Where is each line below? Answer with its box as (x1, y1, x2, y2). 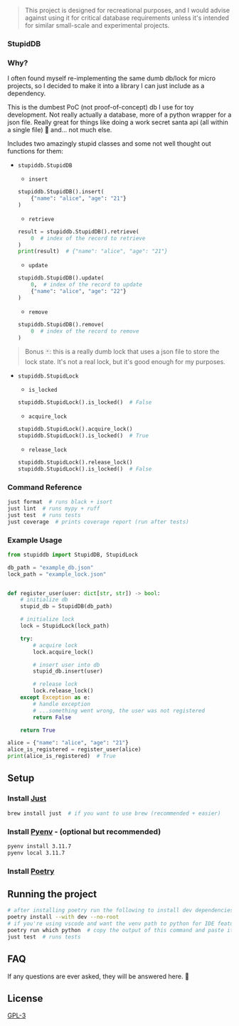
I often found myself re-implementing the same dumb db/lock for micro (7, 74, 216, 82)
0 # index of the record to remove (31, 327, 139, 335)
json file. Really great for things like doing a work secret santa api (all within (7, 118, 229, 127)
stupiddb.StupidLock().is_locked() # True (17, 432, 149, 439)
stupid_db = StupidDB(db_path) (20, 603, 113, 610)
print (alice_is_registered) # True (7, 753, 116, 760)
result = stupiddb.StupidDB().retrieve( (17, 228, 139, 235)
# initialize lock (20, 616, 75, 623)
